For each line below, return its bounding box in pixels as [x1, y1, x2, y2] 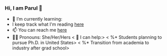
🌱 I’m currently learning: [12, 16, 62, 22]
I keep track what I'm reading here [12, 21, 84, 27]
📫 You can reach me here [12, 27, 67, 33]
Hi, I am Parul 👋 [5, 5, 43, 12]
